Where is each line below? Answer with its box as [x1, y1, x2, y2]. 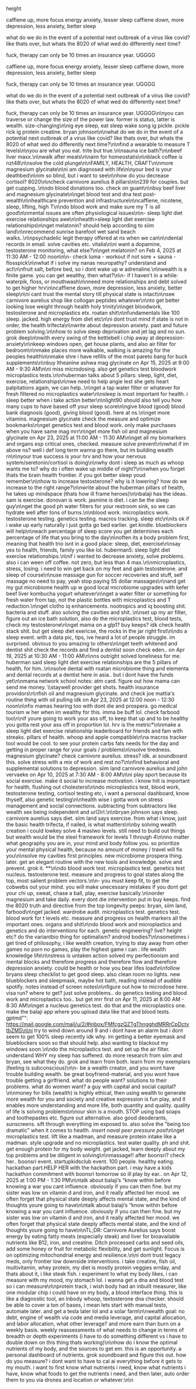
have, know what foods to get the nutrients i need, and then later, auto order [6, 1370, 190, 1377]
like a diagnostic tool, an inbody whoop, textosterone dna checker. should [6, 1295, 184, 1302]
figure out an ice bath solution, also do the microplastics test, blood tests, [6, 615, 183, 622]
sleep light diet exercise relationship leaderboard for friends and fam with [6, 728, 183, 734]
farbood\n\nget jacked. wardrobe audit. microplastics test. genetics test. [6, 909, 180, 915]
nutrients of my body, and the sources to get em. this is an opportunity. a [6, 1345, 182, 1352]
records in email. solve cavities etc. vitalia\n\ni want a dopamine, [6, 241, 161, 247]
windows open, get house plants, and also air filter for [46, 341, 177, 347]
